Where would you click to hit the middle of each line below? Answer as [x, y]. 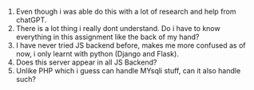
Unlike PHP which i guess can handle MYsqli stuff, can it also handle [128, 70]
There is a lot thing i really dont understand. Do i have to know [118, 28]
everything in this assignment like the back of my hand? [107, 37]
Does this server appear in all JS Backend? [86, 62]
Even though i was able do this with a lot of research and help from [126, 12]
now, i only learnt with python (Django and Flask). [97, 54]
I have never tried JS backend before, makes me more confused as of [131, 45]
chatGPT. [31, 20]
